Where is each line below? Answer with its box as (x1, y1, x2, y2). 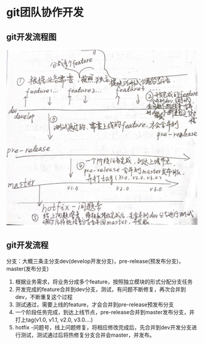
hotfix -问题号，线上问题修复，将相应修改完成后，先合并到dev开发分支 (15, 323, 192, 331)
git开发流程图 (6, 32, 56, 42)
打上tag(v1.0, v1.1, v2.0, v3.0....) (15, 316, 93, 323)
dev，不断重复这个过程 (15, 293, 73, 300)
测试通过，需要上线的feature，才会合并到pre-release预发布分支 (15, 301, 174, 308)
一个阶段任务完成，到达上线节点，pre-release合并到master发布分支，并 (15, 308, 195, 315)
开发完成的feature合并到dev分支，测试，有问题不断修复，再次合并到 (15, 286, 186, 293)
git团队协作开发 (6, 5, 84, 19)
